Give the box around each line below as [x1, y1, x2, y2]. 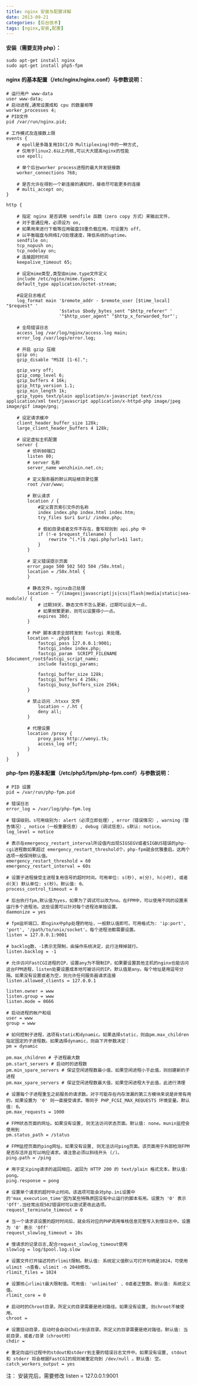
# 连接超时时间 [17, 254, 49, 260]
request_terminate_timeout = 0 [6, 1207, 83, 1213]
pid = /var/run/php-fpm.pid [6, 789, 75, 795]
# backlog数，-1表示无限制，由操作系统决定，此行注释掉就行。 [6, 943, 141, 949]
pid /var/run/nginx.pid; [6, 119, 67, 125]
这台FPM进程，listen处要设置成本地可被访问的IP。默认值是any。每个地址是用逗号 [6, 966, 179, 972]
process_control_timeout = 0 [6, 886, 78, 892]
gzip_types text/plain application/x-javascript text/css [17, 393, 162, 399]
